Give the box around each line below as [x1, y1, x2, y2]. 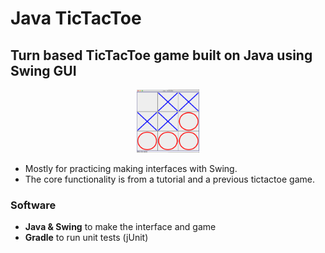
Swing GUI [10, 62, 77, 79]
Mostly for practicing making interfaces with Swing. [24, 162, 238, 174]
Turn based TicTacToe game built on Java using [10, 47, 313, 64]
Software [10, 198, 57, 212]
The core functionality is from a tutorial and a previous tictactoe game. [24, 173, 315, 185]
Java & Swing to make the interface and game [24, 221, 217, 233]
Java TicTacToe [10, 7, 142, 30]
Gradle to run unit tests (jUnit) [24, 232, 149, 244]
